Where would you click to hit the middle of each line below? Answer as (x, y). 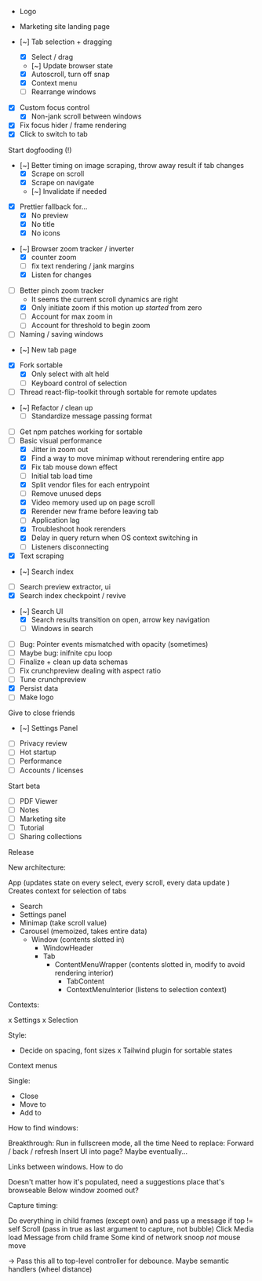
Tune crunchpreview (53, 680)
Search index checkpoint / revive (73, 595)
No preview (50, 215)
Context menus (33, 1065)
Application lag (55, 520)
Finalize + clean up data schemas (73, 662)
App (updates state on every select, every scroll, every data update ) (119, 882)
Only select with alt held (70, 374)
